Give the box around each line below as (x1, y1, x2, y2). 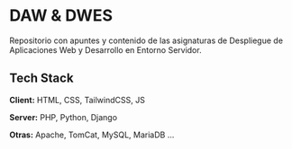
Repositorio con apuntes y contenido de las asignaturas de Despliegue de (9, 35, 284, 46)
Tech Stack (9, 71, 74, 86)
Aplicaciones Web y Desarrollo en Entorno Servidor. (9, 44, 202, 55)
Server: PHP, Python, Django (9, 111, 118, 122)
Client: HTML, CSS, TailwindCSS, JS (9, 94, 146, 105)
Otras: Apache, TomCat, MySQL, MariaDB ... (9, 129, 175, 140)
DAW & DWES (9, 5, 113, 26)
